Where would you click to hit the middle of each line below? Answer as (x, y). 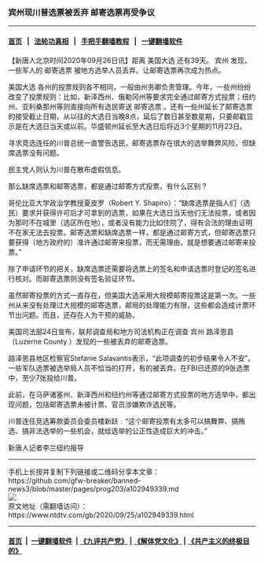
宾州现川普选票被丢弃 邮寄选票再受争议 (82, 12)
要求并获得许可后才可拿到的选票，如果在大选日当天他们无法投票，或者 (135, 212)
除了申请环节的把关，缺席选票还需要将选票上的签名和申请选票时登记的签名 (128, 268)
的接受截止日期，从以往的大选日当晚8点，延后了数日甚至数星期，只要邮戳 (127, 116)
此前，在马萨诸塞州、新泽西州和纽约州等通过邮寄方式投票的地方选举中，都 (128, 394)
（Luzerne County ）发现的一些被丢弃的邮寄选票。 (90, 341)
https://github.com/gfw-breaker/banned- (75, 480)
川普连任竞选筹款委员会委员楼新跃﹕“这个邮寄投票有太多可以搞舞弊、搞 (123, 421)
